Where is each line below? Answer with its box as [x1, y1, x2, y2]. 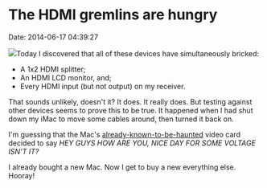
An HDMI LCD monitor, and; [19, 72, 112, 82]
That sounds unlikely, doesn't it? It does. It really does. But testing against [8, 96, 253, 106]
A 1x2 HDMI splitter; [19, 64, 86, 74]
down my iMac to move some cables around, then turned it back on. [8, 114, 235, 124]
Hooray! [8, 170, 35, 180]
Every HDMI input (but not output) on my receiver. [19, 81, 186, 91]
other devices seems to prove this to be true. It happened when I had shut [8, 105, 253, 115]
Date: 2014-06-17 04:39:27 [8, 32, 99, 42]
